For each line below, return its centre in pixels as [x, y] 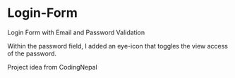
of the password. [32, 53]
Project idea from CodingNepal [52, 67]
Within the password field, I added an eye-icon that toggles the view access [117, 46]
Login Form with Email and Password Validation [76, 32]
